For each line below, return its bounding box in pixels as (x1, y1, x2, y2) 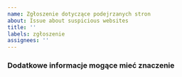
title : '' (7, 24, 37, 31)
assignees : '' (7, 37, 50, 44)
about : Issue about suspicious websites (7, 17, 129, 24)
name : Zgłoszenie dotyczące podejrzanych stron (7, 10, 151, 18)
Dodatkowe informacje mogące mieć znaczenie (7, 61, 175, 71)
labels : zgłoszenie (7, 30, 65, 38)
